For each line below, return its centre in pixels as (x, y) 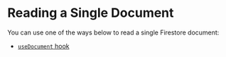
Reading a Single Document (91, 13)
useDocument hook (43, 46)
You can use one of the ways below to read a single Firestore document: (113, 32)
